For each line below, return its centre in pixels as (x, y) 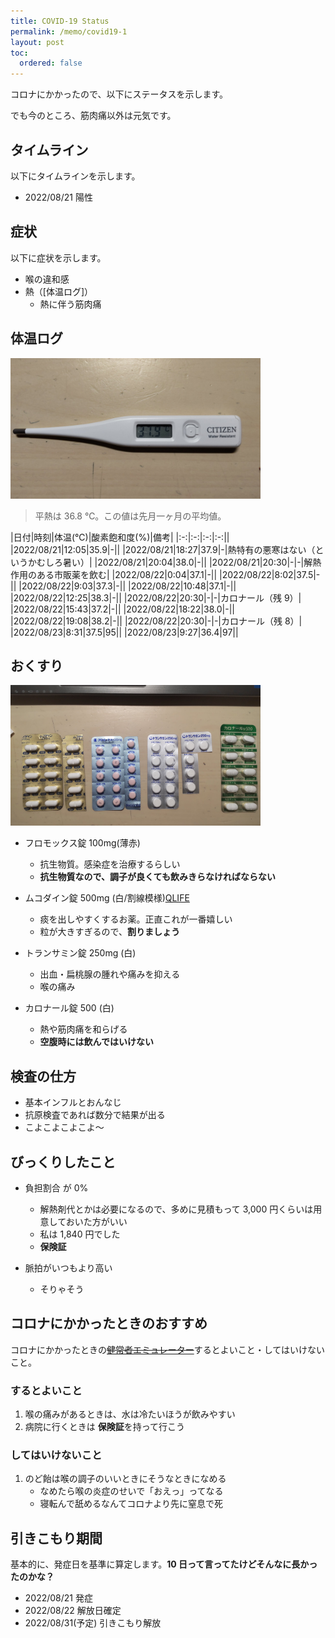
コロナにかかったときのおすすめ (109, 1323)
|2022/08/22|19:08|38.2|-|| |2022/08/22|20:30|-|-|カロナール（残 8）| (156, 621)
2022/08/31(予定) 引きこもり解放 (93, 1623)
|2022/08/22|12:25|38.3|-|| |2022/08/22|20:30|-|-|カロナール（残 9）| (156, 597)
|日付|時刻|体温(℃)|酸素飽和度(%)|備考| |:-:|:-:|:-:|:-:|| (120, 537)
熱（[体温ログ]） (59, 291)
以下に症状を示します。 (58, 257)
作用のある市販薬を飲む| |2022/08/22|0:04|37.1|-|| (114, 574)
